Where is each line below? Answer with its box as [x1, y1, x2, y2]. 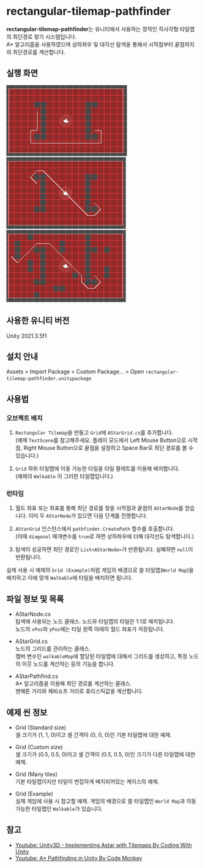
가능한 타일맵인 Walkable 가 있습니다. [15, 805, 103, 812]
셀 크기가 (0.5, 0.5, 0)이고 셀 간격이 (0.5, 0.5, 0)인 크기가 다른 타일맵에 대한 [15, 750, 196, 758]
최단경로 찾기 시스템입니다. [12, 32, 77, 40]
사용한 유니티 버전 [6, 316, 70, 326]
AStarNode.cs [15, 611, 51, 618]
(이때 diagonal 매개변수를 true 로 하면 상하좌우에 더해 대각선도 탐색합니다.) [15, 533, 195, 540]
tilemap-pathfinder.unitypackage [6, 376, 92, 382]
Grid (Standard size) [15, 723, 66, 731]
